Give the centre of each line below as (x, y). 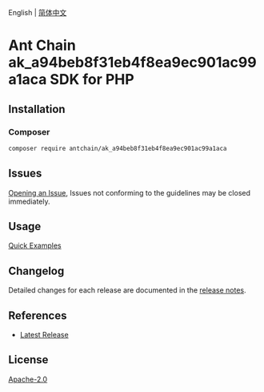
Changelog (36, 271)
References (38, 315)
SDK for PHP (92, 80)
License (28, 360)
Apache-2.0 (28, 379)
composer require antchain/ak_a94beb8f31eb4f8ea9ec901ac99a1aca (118, 148)
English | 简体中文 (38, 12)
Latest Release (44, 335)
